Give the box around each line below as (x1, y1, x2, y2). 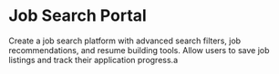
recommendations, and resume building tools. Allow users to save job (8, 44, 270, 55)
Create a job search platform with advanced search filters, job (8, 35, 242, 46)
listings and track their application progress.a (8, 54, 179, 65)
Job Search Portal (8, 5, 147, 26)
